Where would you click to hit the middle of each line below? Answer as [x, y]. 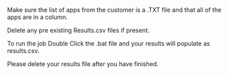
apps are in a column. [38, 17]
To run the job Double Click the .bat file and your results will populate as [109, 43]
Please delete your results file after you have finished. [83, 64]
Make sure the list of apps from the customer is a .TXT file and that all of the [114, 10]
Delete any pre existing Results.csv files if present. [78, 30]
